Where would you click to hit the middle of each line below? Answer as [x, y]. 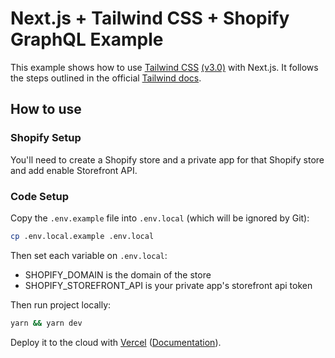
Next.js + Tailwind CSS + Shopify [150, 18]
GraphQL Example [87, 39]
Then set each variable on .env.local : [89, 255]
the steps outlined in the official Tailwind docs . [106, 78]
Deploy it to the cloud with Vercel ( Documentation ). [116, 342]
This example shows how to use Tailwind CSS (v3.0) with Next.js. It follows [164, 67]
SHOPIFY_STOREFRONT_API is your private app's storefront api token [168, 285]
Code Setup [40, 196]
